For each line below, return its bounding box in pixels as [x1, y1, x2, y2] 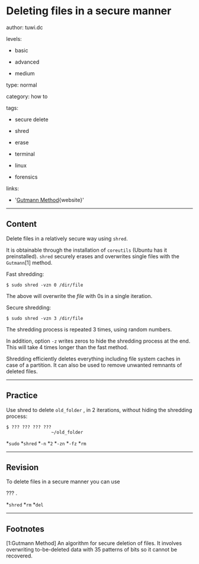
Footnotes [6, 524, 44, 534]
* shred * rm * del [6, 501, 44, 508]
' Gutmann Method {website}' [14, 196, 84, 203]
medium [14, 69, 35, 77]
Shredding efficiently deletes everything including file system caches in [6, 355, 181, 362]
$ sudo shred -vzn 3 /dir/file [6, 315, 84, 321]
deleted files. [6, 367, 38, 375]
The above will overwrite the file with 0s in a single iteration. [6, 292, 153, 299]
